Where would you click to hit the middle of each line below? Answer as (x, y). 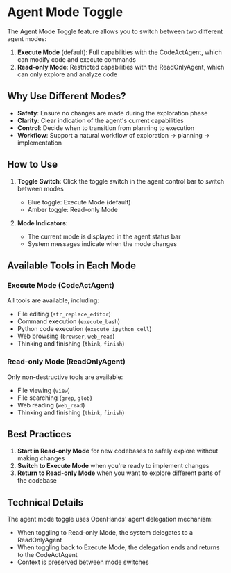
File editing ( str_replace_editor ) (64, 314)
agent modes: (27, 38)
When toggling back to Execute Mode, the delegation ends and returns (118, 547)
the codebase (37, 481)
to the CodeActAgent (47, 555)
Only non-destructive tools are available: (65, 377)
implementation (40, 143)
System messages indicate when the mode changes (102, 243)
